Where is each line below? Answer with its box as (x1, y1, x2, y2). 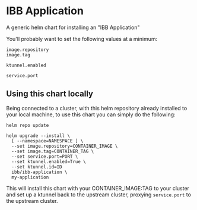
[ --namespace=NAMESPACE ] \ (11, 138, 84, 144)
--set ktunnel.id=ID (11, 164, 62, 170)
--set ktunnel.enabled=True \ (11, 158, 86, 164)
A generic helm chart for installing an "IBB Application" (6, 24, 140, 31)
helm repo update (6, 122, 49, 128)
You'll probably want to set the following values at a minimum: (6, 35, 158, 42)
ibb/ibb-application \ (11, 169, 68, 175)
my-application (11, 174, 49, 180)
